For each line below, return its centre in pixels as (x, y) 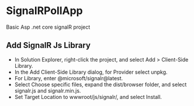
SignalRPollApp (44, 11)
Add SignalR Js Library (48, 45)
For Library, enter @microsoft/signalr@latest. (69, 78)
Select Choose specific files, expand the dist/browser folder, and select (101, 84)
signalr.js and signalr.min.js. (48, 90)
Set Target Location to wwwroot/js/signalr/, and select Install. (88, 97)
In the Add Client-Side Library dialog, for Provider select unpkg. (91, 72)
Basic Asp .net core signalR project (48, 27)
